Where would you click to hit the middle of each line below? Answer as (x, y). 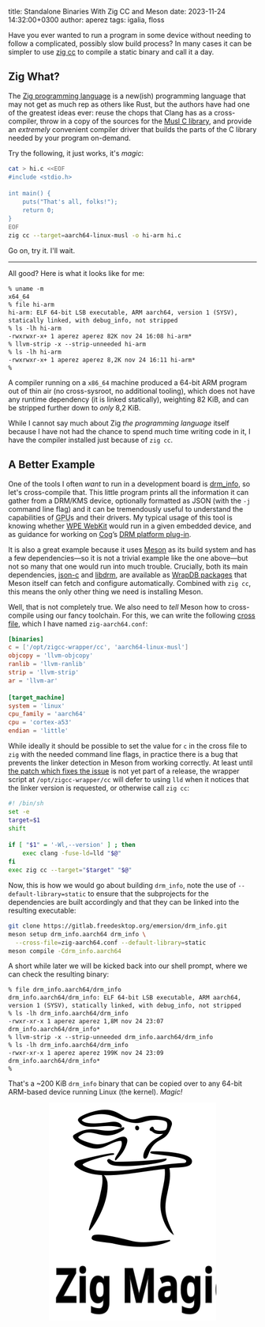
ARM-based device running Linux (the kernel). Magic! (95, 1092)
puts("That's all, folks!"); (70, 202)
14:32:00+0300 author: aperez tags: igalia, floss (86, 20)
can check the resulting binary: (58, 974)
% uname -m (26, 289)
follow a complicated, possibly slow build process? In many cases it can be (130, 43)
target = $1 (24, 820)
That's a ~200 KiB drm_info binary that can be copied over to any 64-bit (125, 1083)
